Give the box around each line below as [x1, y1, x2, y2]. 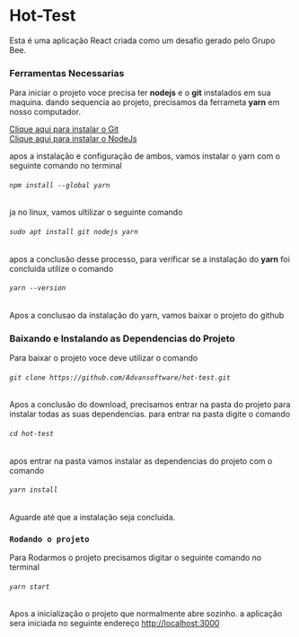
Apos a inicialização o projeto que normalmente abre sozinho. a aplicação [9, 608, 283, 619]
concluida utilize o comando [9, 263, 114, 274]
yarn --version [9, 284, 66, 292]
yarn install [9, 485, 58, 494]
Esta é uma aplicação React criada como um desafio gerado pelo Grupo [9, 35, 276, 46]
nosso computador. [9, 107, 82, 118]
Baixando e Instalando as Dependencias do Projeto [9, 332, 235, 345]
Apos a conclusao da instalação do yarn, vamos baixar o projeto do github [9, 310, 285, 320]
